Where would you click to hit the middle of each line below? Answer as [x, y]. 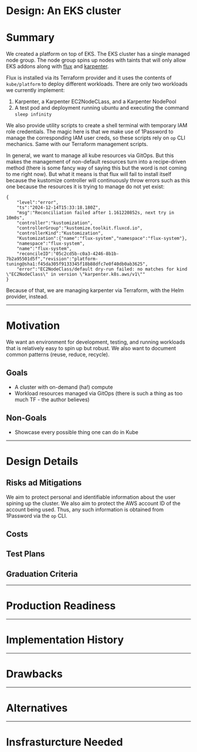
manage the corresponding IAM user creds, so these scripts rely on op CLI [96, 138]
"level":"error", [38, 203]
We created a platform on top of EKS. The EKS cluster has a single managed [98, 54]
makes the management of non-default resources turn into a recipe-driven [96, 162]
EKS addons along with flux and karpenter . [57, 66]
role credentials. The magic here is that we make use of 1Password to [90, 132]
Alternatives [37, 708]
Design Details [42, 461]
